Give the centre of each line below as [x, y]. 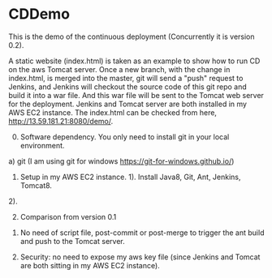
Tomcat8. [36, 185]
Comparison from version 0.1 [68, 216]
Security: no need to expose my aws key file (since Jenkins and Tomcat [140, 257]
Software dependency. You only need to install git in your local [125, 137]
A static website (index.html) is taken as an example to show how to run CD [134, 61]
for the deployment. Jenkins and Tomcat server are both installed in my [128, 104]
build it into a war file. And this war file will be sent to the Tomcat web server [136, 95]
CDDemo [39, 14]
